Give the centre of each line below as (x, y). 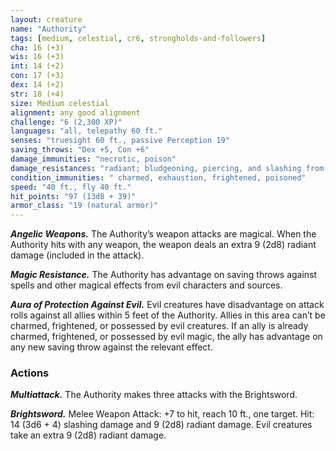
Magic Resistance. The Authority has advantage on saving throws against (164, 275)
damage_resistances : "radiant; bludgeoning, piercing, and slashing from (167, 168)
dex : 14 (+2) (37, 85)
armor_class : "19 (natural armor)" (84, 206)
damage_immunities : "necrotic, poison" (93, 159)
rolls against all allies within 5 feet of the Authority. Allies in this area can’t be (168, 315)
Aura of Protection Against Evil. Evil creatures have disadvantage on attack (167, 305)
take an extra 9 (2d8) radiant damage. (88, 435)
